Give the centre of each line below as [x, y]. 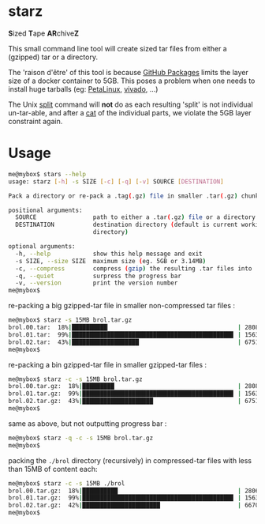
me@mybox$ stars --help [47, 174]
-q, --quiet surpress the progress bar [98, 276]
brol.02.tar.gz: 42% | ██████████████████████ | [125, 505]
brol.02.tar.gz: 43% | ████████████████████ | [125, 401]
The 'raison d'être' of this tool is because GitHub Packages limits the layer [128, 72]
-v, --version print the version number [97, 283]
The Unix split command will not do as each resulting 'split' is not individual [131, 104]
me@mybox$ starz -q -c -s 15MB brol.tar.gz [81, 438]
